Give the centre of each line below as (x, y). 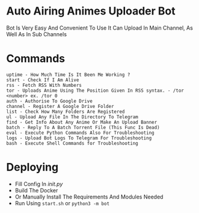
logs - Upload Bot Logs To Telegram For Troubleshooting (79, 138)
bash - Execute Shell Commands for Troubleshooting (72, 143)
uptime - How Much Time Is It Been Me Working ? (68, 75)
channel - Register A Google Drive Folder (60, 106)
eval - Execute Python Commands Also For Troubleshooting (80, 133)
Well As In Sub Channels (37, 34)
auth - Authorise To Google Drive (50, 101)
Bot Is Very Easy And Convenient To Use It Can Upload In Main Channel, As (100, 28)
